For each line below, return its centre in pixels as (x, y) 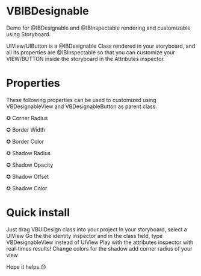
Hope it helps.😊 (26, 266)
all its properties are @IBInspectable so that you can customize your (91, 52)
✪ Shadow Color (27, 188)
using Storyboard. (29, 34)
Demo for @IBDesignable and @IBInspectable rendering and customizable (98, 28)
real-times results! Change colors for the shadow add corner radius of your (99, 248)
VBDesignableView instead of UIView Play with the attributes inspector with (100, 242)
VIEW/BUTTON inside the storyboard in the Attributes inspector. (86, 59)
